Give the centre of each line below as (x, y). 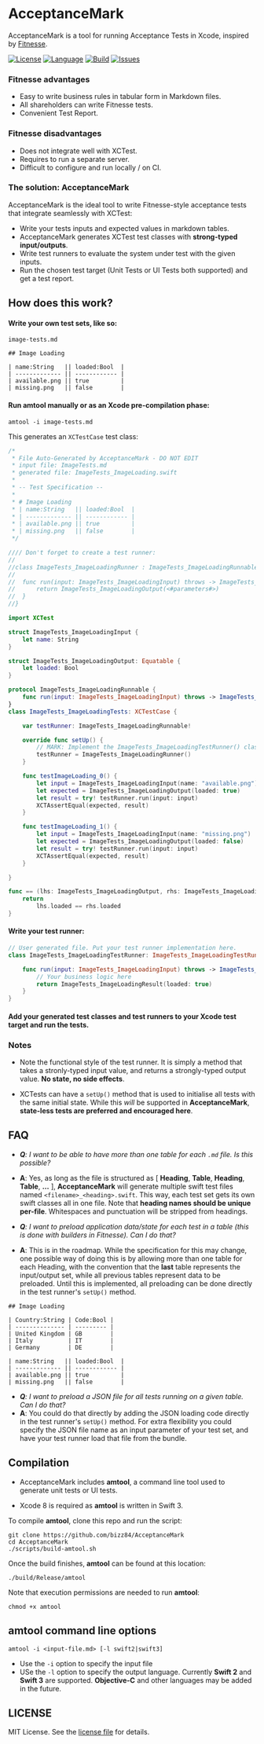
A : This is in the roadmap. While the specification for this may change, (133, 1250)
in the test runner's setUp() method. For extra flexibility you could (125, 1421)
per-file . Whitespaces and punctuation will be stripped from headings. (134, 1211)
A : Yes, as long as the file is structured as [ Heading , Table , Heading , (132, 1178)
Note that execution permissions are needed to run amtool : (104, 1592)
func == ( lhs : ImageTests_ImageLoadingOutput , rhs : (94, 892)
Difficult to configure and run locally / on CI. (90, 167)
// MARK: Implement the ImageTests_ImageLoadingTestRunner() (139, 747)
